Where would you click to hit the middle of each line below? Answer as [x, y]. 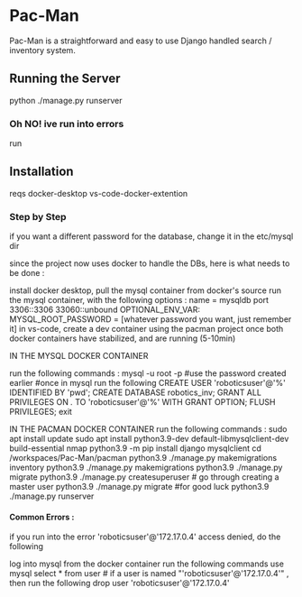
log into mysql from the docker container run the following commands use [146, 564]
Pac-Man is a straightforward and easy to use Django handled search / [141, 41]
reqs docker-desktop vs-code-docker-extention [99, 193]
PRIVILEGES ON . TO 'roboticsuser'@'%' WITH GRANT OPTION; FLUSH [142, 402]
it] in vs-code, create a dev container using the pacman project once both [146, 329]
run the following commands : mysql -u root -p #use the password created [148, 373]
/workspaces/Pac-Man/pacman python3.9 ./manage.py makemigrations [143, 458]
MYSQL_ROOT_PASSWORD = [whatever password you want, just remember [151, 319]
